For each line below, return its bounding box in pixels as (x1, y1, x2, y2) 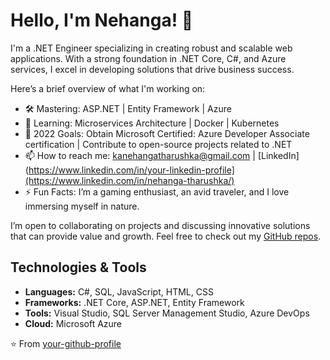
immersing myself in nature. (24, 200, 140, 212)
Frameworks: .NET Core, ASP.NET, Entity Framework (24, 296, 245, 308)
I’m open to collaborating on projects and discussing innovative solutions (10, 219, 311, 231)
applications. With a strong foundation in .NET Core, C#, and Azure (10, 52, 287, 64)
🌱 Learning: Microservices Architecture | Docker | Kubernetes (24, 117, 280, 129)
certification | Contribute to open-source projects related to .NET (24, 138, 293, 150)
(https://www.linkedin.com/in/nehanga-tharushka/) (24, 174, 235, 186)
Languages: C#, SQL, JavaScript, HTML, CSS (24, 285, 214, 298)
